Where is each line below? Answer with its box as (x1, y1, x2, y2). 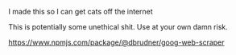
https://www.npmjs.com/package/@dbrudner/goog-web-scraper (8, 37, 225, 47)
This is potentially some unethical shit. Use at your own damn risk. (8, 22, 228, 31)
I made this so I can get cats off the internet (8, 7, 153, 16)
